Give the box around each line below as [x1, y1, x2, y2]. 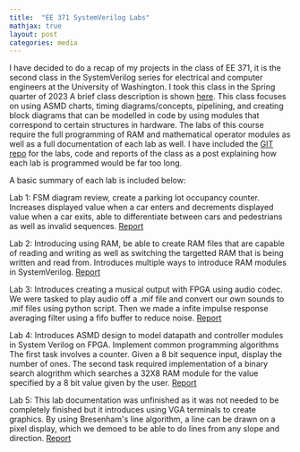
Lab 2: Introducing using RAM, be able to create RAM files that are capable [9, 238, 285, 249]
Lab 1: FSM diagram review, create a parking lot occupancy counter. [9, 192, 260, 203]
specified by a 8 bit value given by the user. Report [9, 378, 197, 388]
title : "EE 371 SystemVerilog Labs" [9, 13, 150, 22]
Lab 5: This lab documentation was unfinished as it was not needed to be [9, 395, 279, 405]
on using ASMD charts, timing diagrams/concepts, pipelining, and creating [9, 100, 284, 112]
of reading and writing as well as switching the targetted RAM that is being [9, 248, 284, 259]
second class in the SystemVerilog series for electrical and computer [9, 72, 263, 83]
